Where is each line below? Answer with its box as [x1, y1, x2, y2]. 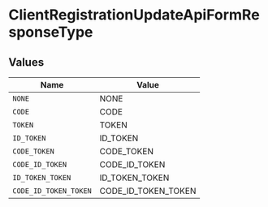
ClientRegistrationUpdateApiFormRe [8, 6, 260, 24]
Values [8, 55, 45, 69]
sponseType [8, 23, 93, 41]
